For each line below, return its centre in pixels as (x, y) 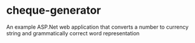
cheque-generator (54, 10)
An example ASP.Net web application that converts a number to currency (97, 27)
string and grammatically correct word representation (73, 33)
